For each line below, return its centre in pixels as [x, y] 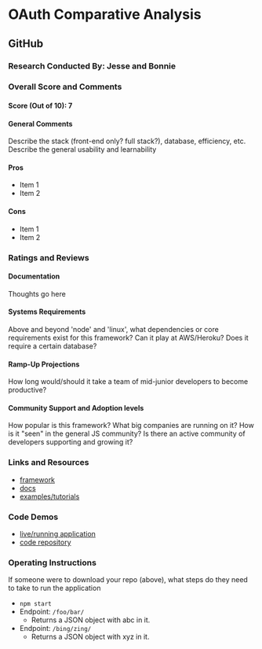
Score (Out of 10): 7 [40, 106]
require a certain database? [53, 346]
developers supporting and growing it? [71, 442]
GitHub [26, 44]
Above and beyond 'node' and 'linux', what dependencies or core [114, 329]
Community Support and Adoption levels [76, 407]
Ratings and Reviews [49, 257]
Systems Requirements [47, 312]
